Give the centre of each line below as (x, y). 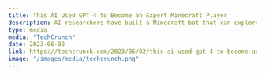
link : (17, 52)
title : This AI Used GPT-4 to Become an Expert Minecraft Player (118, 15)
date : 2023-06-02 (37, 45)
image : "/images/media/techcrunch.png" (74, 59)
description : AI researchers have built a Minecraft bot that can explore (134, 23)
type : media (28, 30)
